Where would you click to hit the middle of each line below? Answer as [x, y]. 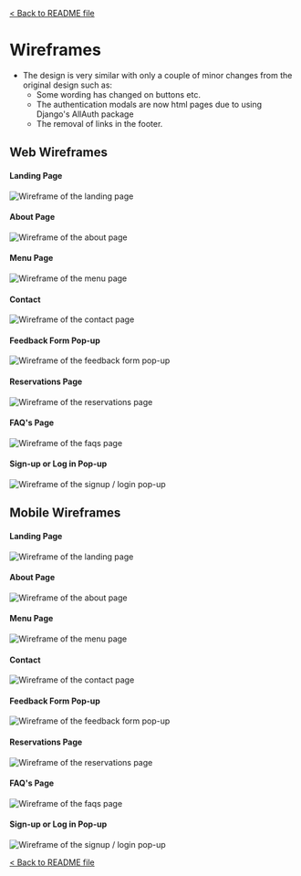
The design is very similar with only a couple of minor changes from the [157, 75]
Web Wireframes [58, 153]
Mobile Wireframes [65, 513]
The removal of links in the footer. [99, 123]
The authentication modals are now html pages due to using [149, 104]
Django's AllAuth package [85, 114]
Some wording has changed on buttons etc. [118, 94]
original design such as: [67, 85]
